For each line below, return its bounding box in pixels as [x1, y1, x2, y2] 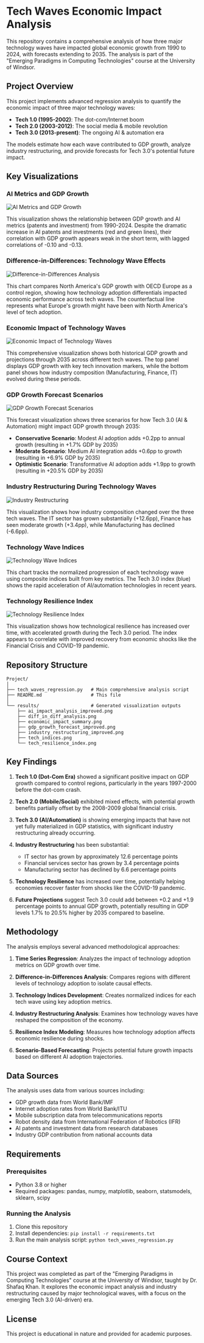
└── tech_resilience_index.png [17, 740, 97, 746]
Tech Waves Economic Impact [6, 4, 163, 18]
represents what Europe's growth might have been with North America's [6, 301, 188, 309]
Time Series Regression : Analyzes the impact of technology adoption [15, 955, 191, 962]
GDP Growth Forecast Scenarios [6, 390, 104, 399]
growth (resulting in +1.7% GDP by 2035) [15, 441, 119, 449]
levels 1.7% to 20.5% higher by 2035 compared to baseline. [15, 909, 165, 916]
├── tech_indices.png [17, 735, 72, 741]
